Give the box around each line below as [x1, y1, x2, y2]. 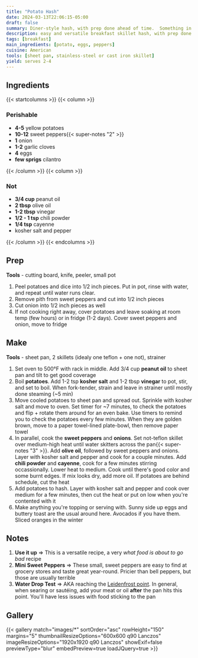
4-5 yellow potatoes [14, 124, 64, 131]
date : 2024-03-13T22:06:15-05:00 [6, 14, 89, 20]
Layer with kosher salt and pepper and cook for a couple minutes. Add [14, 453, 186, 460]
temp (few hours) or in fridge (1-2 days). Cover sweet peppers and [14, 314, 177, 321]
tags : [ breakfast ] [6, 36, 51, 42]
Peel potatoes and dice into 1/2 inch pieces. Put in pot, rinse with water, [14, 283, 189, 290]
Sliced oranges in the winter [14, 516, 83, 523]
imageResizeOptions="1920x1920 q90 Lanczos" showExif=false [6, 638, 163, 646]
